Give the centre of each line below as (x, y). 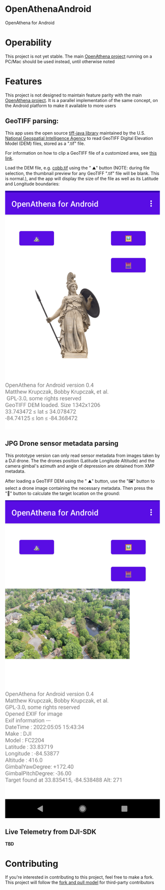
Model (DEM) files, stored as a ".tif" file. (45, 143)
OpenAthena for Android (30, 23)
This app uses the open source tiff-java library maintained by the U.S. (75, 133)
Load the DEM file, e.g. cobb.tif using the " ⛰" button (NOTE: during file (77, 168)
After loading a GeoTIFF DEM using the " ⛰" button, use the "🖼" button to (80, 481)
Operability (28, 43)
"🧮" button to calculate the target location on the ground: (63, 493)
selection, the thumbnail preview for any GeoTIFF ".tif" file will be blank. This (82, 173)
